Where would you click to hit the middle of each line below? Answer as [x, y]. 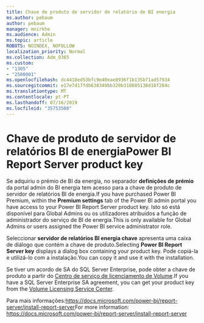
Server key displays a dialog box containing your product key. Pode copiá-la [102, 251]
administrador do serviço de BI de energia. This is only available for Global [99, 220]
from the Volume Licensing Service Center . [60, 289]
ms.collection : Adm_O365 [38, 57]
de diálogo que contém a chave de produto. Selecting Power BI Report [94, 245]
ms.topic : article [30, 40]
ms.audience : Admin [31, 35]
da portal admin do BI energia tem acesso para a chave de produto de [94, 188]
